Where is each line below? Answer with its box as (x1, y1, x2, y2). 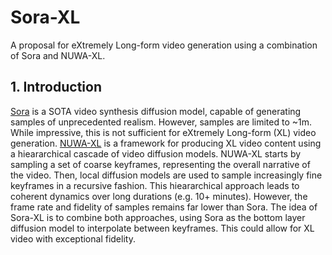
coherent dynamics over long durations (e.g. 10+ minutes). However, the (10, 190, 308, 202)
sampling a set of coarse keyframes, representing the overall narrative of (10, 158, 311, 170)
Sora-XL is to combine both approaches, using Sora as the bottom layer (10, 211, 306, 223)
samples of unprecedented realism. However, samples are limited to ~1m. (10, 116, 312, 128)
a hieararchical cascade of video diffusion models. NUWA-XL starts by (10, 147, 302, 160)
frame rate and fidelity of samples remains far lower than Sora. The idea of (10, 201, 318, 213)
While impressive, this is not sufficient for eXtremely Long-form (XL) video (10, 126, 317, 138)
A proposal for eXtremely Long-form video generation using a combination (10, 39, 318, 51)
